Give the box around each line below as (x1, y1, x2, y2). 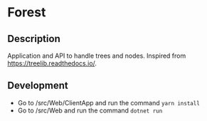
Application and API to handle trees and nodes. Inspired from (7, 51, 186, 60)
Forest (7, 4, 46, 21)
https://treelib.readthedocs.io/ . (7, 59, 97, 68)
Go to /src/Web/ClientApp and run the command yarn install (17, 98, 201, 107)
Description (7, 33, 60, 45)
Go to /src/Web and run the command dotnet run (17, 106, 163, 115)
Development (7, 80, 69, 92)
